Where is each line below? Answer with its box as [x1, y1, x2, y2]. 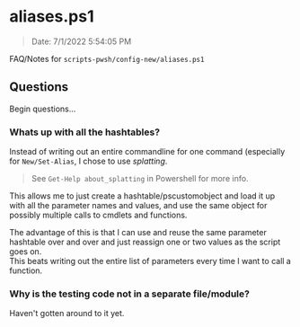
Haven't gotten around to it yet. [9, 308, 125, 319]
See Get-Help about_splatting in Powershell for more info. [31, 173, 249, 184]
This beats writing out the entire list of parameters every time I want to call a [9, 256, 292, 267]
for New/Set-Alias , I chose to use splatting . [9, 155, 168, 167]
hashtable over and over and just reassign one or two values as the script [9, 236, 281, 248]
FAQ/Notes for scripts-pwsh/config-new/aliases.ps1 [9, 53, 205, 64]
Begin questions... [9, 103, 76, 114]
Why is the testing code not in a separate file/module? [9, 287, 250, 300]
